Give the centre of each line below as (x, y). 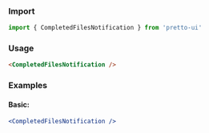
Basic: (19, 104)
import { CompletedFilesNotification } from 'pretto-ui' (105, 28)
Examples (28, 86)
